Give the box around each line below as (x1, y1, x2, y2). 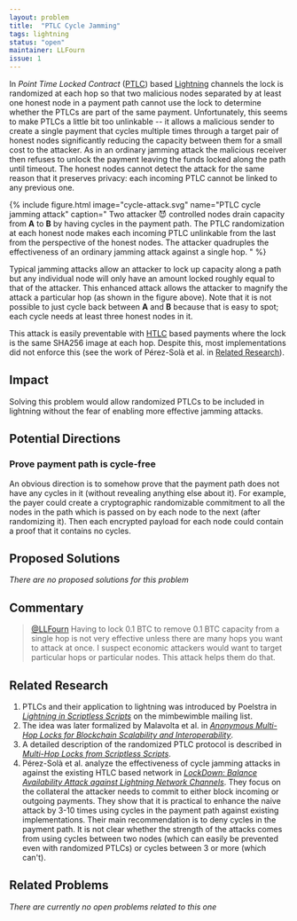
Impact (9, 373, 49, 388)
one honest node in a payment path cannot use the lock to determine (9, 98, 262, 107)
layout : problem (9, 12, 69, 22)
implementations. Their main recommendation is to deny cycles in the (21, 814, 277, 825)
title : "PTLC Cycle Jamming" (9, 21, 121, 30)
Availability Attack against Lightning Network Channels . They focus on (21, 776, 281, 787)
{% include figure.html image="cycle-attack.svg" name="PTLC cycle (9, 200, 262, 209)
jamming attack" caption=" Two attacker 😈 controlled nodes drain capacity (9, 209, 285, 219)
